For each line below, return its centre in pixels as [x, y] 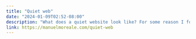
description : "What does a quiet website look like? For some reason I [95, 22]
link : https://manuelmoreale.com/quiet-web [60, 27]
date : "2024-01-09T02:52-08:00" [45, 17]
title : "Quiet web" [30, 11]
